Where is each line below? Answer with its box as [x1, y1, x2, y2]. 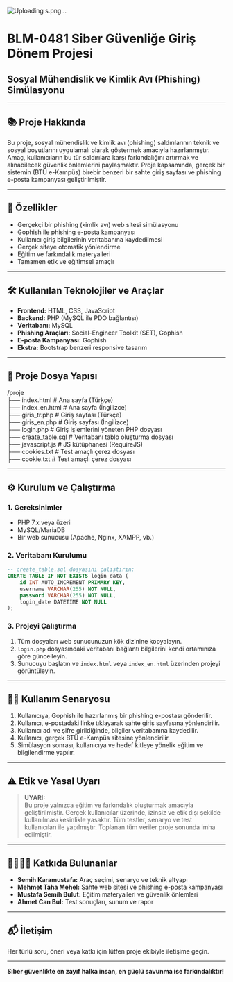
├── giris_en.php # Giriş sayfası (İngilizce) [7, 418, 130, 426]
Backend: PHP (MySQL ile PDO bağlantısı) [17, 314, 139, 322]
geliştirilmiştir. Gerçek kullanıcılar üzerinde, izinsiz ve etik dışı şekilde [24, 808, 221, 817]
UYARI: [24, 794, 46, 802]
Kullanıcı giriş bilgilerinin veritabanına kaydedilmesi [17, 235, 163, 243]
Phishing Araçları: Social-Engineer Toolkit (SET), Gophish [17, 328, 184, 337]
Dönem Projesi [7, 46, 94, 62]
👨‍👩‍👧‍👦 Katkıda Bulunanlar [7, 857, 118, 869]
